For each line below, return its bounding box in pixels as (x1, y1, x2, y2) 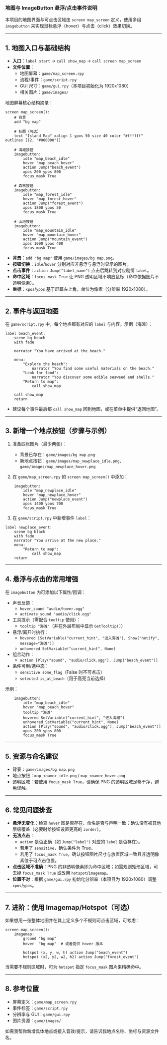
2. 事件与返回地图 (5, 307, 59, 315)
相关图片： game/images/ (19, 89, 69, 95)
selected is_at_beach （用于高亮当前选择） (19, 675, 108, 681)
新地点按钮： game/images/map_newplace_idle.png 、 (19, 458, 124, 464)
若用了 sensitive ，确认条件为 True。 (19, 845, 95, 851)
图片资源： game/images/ (12, 1018, 61, 1024)
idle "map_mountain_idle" (23, 228, 77, 233)
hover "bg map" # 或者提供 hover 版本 (23, 941, 103, 946)
